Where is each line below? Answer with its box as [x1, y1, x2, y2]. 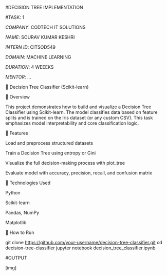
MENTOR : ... [5, 74, 32, 80]
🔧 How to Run [5, 229, 34, 235]
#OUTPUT [5, 255, 27, 261]
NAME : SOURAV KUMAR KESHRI [5, 34, 75, 40]
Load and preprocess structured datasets [5, 140, 94, 146]
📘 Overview [5, 94, 30, 100]
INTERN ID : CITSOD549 [5, 44, 55, 50]
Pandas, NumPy [5, 210, 40, 215]
